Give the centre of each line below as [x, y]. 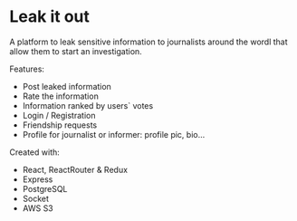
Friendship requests [60, 125]
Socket [36, 198]
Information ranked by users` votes [88, 105]
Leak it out [50, 17]
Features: [27, 69]
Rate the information [61, 96]
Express [38, 179]
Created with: [35, 152]
